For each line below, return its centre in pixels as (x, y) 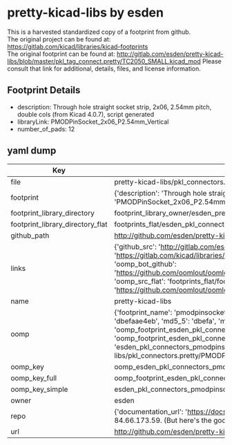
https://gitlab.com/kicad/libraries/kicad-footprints (78, 46)
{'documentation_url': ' (151, 411)
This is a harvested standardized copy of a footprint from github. (99, 32)
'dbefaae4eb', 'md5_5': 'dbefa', (165, 321)
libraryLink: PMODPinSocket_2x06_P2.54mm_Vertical (93, 122)
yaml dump (32, 151)
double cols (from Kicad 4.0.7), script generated (85, 114)
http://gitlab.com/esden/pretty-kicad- (170, 54)
